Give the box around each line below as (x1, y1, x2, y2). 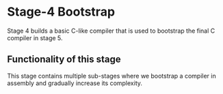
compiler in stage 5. (7, 33, 63, 42)
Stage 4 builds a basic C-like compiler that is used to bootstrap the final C (7, 27, 215, 35)
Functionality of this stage (7, 54, 121, 65)
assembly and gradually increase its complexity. (7, 79, 142, 87)
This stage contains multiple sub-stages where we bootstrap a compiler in (7, 72, 217, 80)
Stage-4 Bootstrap (7, 4, 115, 20)
